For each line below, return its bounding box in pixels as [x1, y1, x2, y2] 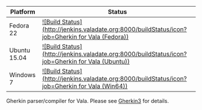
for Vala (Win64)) [78, 82, 128, 90]
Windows [9, 71, 36, 79]
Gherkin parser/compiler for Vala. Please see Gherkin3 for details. [6, 97, 170, 104]
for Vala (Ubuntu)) [78, 57, 130, 65]
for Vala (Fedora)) [78, 33, 129, 41]
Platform [10, 8, 35, 16]
